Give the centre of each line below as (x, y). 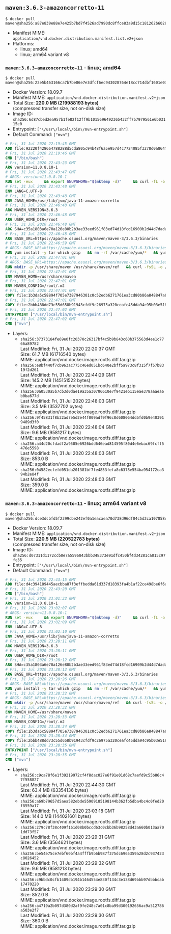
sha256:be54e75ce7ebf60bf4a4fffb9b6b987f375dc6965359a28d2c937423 (92, 853)
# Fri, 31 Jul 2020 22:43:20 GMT (41, 589)
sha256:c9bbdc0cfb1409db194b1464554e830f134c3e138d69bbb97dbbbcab (92, 879)
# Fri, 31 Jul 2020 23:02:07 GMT (41, 608)
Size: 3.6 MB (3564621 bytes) (51, 842)
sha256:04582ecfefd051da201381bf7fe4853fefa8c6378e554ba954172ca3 (92, 470)
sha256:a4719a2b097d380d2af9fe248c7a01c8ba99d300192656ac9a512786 (92, 906)
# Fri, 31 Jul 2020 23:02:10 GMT (41, 632)
